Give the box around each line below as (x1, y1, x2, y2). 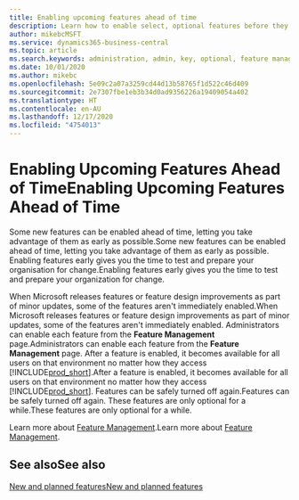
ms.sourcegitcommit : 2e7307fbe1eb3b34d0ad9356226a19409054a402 (9, 87, 249, 96)
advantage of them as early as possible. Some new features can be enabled (9, 235, 287, 246)
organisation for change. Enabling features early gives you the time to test (9, 264, 279, 275)
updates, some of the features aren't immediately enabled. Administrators (9, 319, 280, 330)
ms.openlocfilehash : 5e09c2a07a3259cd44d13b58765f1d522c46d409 (9, 79, 249, 88)
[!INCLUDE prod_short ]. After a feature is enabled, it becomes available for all (9, 366, 289, 377)
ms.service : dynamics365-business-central (9, 37, 169, 47)
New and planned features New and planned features (9, 480, 203, 491)
